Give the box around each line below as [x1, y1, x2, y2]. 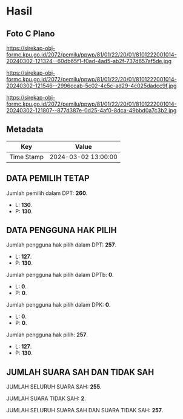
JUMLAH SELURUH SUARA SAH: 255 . [6, 383, 102, 390]
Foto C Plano [6, 29, 55, 39]
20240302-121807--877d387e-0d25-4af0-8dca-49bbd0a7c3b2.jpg [6, 107, 177, 114]
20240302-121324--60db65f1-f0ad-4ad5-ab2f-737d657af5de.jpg [6, 58, 171, 64]
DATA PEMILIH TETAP [6, 173, 90, 183]
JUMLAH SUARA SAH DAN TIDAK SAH [6, 367, 155, 377]
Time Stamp [9, 152, 44, 161]
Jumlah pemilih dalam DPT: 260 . [6, 189, 88, 197]
